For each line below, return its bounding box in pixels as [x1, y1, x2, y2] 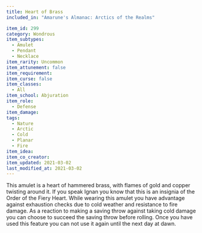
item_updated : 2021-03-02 [6, 160, 71, 166]
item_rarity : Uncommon [6, 58, 63, 65]
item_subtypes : [6, 37, 45, 43]
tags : [6, 115, 20, 121]
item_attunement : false [6, 64, 66, 70]
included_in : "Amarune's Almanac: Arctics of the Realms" [6, 14, 155, 20]
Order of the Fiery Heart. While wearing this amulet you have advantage [6, 194, 185, 202]
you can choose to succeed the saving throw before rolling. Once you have [6, 214, 193, 221]
